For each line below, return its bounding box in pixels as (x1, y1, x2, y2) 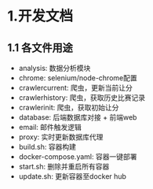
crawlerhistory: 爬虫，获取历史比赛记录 (18, 93, 146, 102)
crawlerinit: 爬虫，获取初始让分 (18, 103, 119, 112)
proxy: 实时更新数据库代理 (18, 132, 104, 142)
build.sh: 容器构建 (18, 143, 76, 151)
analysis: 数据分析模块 (18, 64, 91, 72)
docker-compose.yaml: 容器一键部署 (18, 152, 137, 161)
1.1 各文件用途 (7, 41, 74, 54)
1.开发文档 (7, 7, 74, 25)
